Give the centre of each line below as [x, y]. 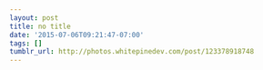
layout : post [34, 18]
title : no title [40, 26]
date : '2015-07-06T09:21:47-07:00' [77, 35]
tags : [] [26, 43]
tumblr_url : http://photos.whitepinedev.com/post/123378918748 [132, 52]
